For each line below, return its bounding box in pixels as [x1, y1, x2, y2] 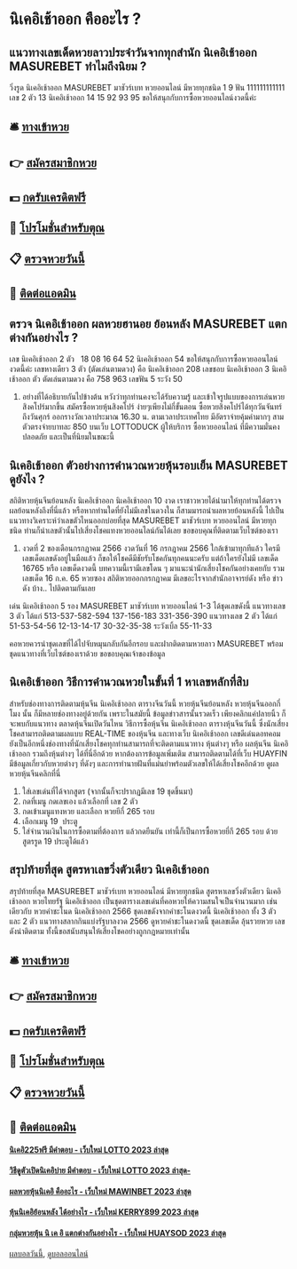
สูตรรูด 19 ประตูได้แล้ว [21, 836, 89, 846]
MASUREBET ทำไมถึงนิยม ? [9, 59, 147, 74]
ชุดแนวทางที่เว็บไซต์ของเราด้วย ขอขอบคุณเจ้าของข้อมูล [9, 648, 166, 659]
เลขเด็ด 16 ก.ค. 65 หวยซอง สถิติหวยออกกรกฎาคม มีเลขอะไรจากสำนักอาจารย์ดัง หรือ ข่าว [21, 573, 284, 583]
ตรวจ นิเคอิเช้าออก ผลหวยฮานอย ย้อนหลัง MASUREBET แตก [9, 316, 287, 331]
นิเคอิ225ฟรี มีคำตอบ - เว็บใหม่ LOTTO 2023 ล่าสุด [9, 1144, 169, 1154]
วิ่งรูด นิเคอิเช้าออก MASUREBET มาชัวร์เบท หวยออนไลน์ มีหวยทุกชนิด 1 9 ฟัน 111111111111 [9, 83, 285, 92]
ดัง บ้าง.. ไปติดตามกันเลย [21, 583, 96, 593]
